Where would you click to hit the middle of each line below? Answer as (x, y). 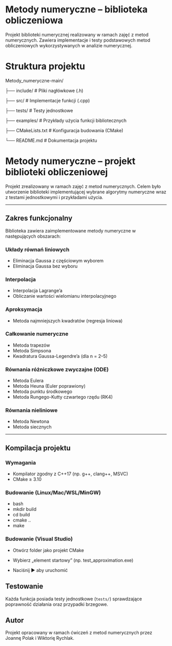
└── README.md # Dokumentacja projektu (51, 140)
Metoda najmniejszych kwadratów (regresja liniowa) (68, 320)
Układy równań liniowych (37, 249)
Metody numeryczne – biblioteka (77, 10)
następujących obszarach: (33, 236)
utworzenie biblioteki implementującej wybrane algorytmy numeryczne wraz (86, 192)
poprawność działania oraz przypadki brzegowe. (57, 604)
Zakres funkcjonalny (39, 218)
